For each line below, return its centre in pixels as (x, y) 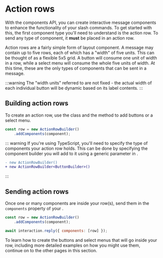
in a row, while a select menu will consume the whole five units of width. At (80, 63)
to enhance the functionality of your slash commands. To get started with (79, 27)
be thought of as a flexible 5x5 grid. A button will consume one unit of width (81, 58)
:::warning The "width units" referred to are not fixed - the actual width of (79, 83)
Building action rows (37, 103)
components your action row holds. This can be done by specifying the (76, 148)
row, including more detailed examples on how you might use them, (72, 245)
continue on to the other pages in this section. (51, 250)
